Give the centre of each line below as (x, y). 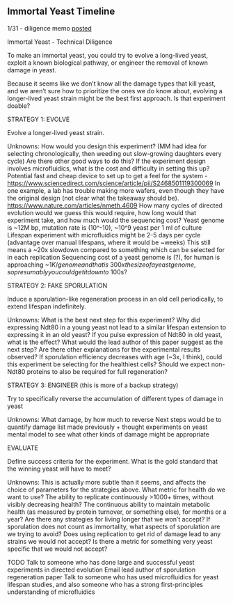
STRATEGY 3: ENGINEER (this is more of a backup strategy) (93, 385)
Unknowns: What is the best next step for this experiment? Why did (104, 320)
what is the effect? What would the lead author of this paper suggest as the (115, 342)
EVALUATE (23, 448)
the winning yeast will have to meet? (59, 469)
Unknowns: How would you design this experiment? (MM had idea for (107, 146)
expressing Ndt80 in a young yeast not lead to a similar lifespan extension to (117, 327)
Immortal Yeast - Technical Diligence (60, 42)
